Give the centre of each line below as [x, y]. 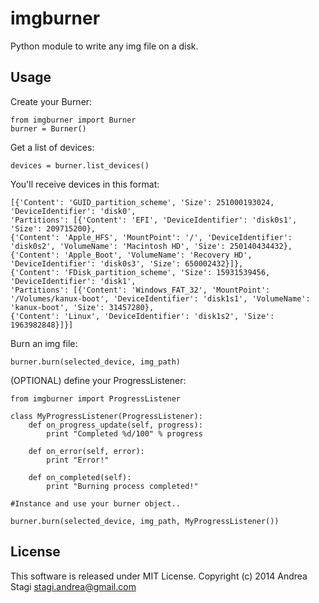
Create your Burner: [51, 101]
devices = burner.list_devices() [80, 165]
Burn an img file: [44, 343]
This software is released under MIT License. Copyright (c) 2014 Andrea [159, 576]
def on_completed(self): [80, 477]
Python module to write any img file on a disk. [104, 46]
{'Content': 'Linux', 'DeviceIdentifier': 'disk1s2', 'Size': [142, 316]
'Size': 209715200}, [53, 228]
